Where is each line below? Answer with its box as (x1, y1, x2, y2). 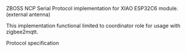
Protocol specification (6, 40, 59, 46)
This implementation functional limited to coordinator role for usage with (6, 23, 181, 29)
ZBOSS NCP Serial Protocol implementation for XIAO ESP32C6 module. (6, 5, 178, 12)
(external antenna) (6, 11, 51, 18)
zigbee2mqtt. (6, 28, 39, 35)
